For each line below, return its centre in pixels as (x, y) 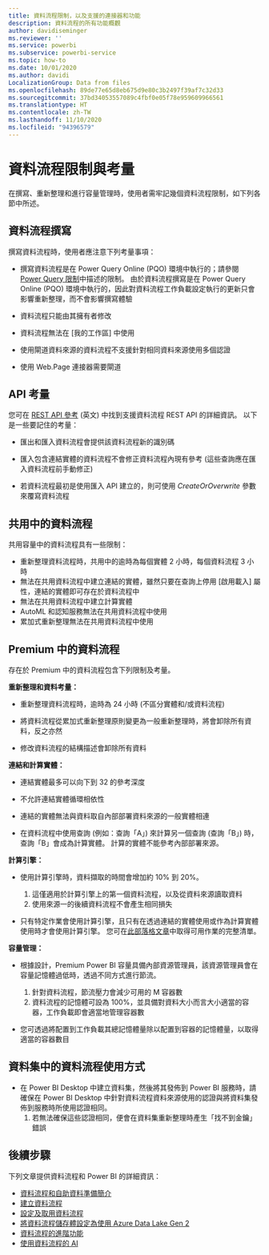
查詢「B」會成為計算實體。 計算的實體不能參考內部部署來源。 (121, 843)
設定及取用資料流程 (52, 1213)
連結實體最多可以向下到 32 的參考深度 (82, 782)
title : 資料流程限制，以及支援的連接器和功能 (75, 16)
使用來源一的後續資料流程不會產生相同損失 (102, 904)
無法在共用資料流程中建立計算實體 (76, 602)
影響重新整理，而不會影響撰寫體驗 (76, 299)
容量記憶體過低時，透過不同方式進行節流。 (90, 975)
